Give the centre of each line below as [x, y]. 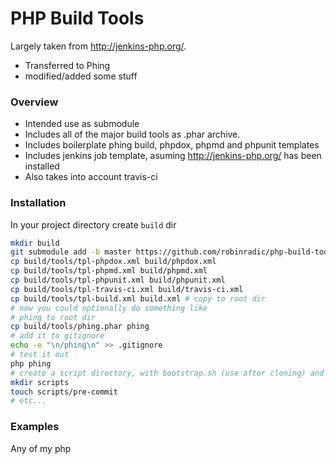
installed [42, 166]
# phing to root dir [53, 317]
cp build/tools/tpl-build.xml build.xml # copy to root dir [138, 298]
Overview [34, 102]
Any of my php [41, 448]
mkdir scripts [40, 382]
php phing [31, 363]
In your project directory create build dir [93, 224]
